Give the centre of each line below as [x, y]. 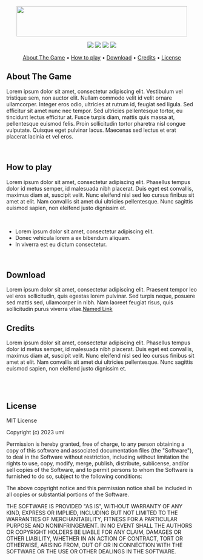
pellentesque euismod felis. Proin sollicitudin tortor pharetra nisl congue [96, 123]
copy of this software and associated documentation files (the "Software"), [100, 451]
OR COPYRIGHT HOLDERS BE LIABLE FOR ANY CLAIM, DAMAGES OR [94, 532]
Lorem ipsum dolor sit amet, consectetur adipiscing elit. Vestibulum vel [95, 91]
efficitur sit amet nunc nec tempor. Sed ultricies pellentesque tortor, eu [95, 111]
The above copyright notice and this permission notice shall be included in [99, 488]
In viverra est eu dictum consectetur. [61, 244]
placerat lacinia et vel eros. [40, 136]
